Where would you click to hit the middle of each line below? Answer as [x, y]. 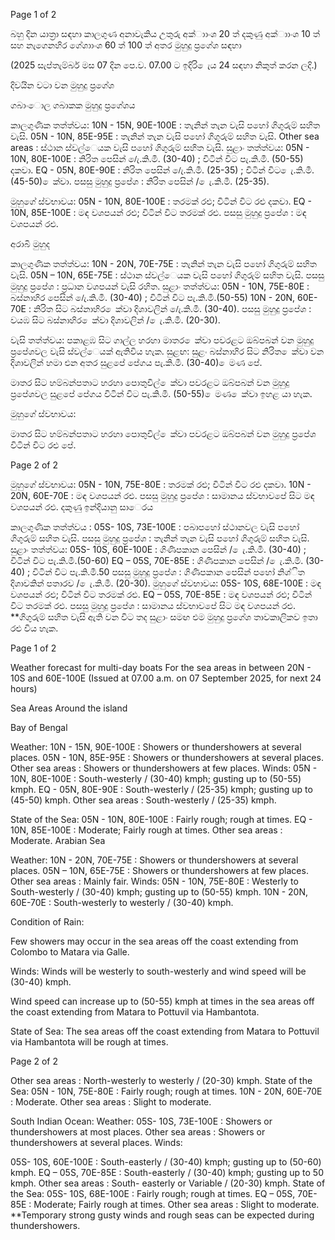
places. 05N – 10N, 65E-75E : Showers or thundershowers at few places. [159, 870]
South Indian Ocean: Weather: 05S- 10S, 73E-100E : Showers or [141, 1121]
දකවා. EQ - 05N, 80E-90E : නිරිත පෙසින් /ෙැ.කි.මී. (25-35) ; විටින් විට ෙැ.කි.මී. [162, 170]
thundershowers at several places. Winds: [96, 1142]
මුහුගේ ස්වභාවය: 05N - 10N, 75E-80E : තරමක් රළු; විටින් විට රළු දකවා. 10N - [161, 484]
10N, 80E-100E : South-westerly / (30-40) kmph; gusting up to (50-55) [156, 778]
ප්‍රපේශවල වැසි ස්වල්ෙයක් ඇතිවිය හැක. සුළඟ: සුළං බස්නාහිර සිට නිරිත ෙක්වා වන [167, 351]
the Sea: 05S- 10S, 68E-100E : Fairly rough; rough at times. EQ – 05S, [153, 1193]
